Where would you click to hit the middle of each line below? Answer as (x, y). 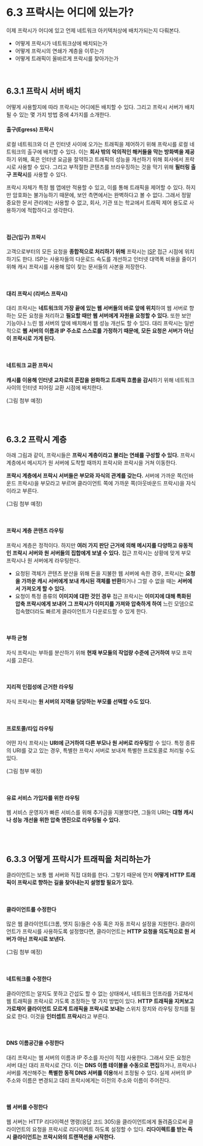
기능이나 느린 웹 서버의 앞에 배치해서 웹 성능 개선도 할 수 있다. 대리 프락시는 (95, 323)
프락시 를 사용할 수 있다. (40, 174)
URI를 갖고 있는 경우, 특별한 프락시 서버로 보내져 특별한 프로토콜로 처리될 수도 (104, 750)
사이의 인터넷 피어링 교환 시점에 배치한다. (55, 387)
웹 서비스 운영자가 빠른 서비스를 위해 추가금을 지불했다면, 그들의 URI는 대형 (94, 812)
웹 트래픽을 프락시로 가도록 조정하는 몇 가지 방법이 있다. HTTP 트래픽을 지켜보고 (100, 1001)
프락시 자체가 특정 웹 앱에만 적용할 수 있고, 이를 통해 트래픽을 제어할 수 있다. (95, 187)
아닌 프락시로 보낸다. (41, 939)
